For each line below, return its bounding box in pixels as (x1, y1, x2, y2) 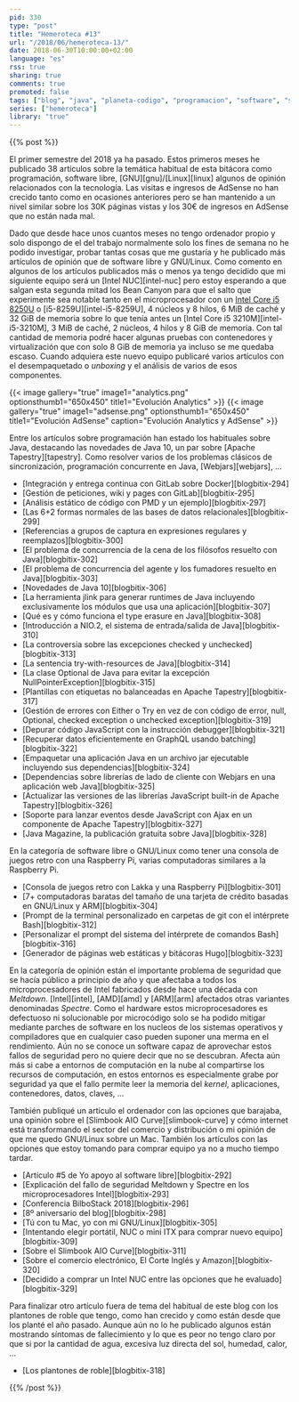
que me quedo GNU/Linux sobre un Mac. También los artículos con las (9, 1134, 269, 1145)
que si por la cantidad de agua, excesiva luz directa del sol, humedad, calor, (9, 1339, 287, 1349)
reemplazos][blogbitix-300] (21, 535, 124, 546)
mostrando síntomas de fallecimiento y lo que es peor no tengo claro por (9, 1329, 276, 1340)
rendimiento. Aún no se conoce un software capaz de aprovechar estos (9, 1041, 272, 1051)
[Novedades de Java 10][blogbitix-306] (21, 582, 167, 593)
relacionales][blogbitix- (203, 507, 289, 517)
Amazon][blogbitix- (201, 1255, 273, 1266)
